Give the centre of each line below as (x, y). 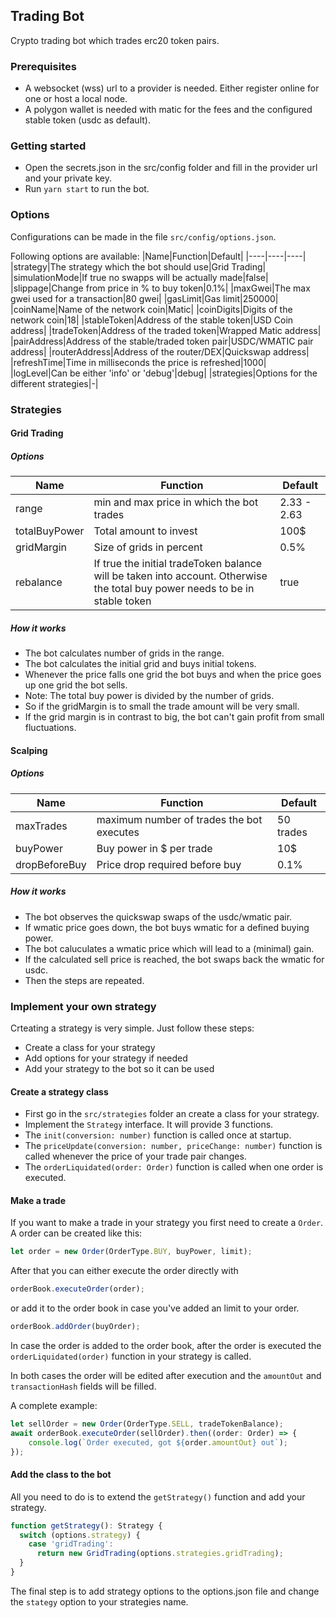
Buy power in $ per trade (154, 848)
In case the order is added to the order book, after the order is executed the (166, 1346)
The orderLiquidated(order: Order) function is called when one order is (174, 1167)
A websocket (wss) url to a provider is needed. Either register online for (172, 88)
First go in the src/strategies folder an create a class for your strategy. (172, 1114)
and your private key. (68, 178)
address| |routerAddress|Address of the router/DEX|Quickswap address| (160, 351)
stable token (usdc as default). (87, 120)
